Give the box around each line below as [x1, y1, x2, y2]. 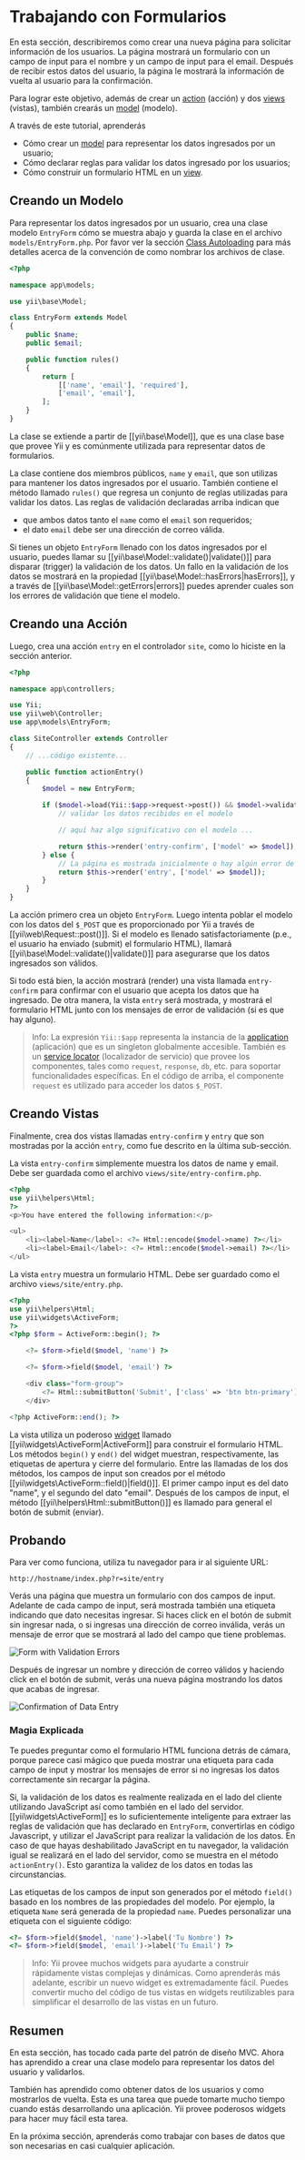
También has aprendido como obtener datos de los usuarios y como [9, 2084, 265, 2095]
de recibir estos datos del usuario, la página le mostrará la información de [9, 66, 285, 76]
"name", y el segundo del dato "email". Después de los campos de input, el [9, 1486, 290, 1498]
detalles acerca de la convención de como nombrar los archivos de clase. [9, 246, 285, 257]
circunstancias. [9, 1869, 66, 1880]
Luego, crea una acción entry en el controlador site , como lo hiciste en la [9, 640, 286, 652]
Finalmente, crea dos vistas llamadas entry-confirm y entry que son [9, 1131, 265, 1141]
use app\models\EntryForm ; [9, 717, 112, 727]
